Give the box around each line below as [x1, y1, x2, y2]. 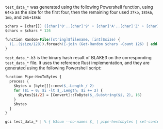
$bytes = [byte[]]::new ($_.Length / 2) [14, 83, 95, 89]
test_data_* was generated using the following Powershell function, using [5, 4, 153, 10]
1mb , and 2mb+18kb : [5, 15, 42, 20]
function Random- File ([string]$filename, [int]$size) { [5, 37, 120, 42]
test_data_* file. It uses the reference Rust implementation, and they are [5, 60, 150, 66]
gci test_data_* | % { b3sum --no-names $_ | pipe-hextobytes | [5, 119, 138, 124]
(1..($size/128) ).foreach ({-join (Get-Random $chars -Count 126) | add [9, 41, 158, 47]
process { [9, 79, 29, 84]
